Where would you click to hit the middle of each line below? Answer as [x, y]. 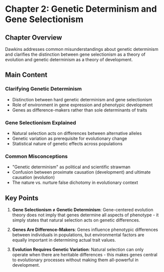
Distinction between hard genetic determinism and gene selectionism [82, 99]
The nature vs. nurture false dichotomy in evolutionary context [75, 182]
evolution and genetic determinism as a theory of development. [69, 59]
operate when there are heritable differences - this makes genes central [85, 255]
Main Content [26, 75]
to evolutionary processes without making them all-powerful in [75, 260]
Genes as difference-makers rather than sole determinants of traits [80, 110]
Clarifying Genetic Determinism [44, 89]
